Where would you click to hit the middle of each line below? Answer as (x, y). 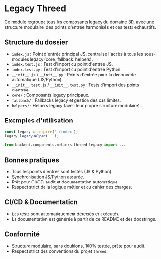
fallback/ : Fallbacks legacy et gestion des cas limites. (66, 100)
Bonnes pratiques (32, 160)
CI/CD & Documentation (41, 202)
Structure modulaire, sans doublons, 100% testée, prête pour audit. (78, 246)
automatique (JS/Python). (37, 79)
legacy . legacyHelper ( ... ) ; (32, 136)
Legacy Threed (35, 8)
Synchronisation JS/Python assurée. (48, 177)
